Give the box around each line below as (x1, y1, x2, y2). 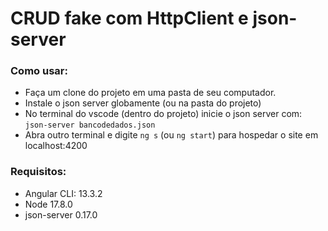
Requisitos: (10, 165, 67, 179)
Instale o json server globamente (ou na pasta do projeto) (24, 97, 262, 109)
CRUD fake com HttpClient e (10, 7, 249, 30)
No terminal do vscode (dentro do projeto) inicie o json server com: (24, 108, 303, 120)
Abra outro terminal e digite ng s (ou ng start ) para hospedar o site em (24, 129, 319, 141)
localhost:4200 (24, 140, 88, 152)
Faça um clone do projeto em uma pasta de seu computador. (24, 87, 277, 99)
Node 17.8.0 (24, 198, 73, 210)
